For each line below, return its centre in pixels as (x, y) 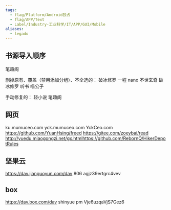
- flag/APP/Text (27, 19)
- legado (19, 34)
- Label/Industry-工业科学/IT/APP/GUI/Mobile (58, 24)
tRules (12, 144)
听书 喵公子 (32, 86)
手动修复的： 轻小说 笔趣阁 (34, 97)
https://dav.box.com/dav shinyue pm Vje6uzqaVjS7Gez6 (65, 202)
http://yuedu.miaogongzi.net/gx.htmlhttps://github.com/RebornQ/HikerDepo (85, 138)
